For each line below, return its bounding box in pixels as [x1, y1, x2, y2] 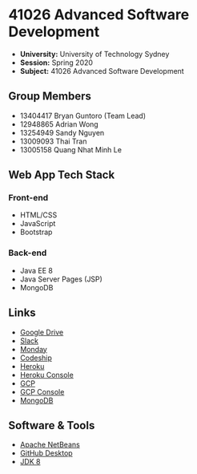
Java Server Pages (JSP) [19, 274, 103, 284]
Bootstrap [19, 227, 53, 237]
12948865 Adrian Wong [19, 119, 98, 129]
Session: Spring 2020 [19, 58, 94, 67]
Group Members [8, 90, 92, 103]
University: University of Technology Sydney [19, 49, 170, 59]
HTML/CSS [19, 210, 58, 220]
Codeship [19, 353, 52, 363]
